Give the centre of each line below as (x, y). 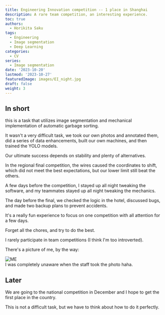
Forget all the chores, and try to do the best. (50, 230)
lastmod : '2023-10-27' (29, 75)
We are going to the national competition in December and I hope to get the (82, 292)
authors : (14, 24)
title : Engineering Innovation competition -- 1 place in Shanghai (77, 10)
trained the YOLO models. (32, 146)
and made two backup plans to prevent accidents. (56, 206)
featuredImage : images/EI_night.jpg (43, 79)
